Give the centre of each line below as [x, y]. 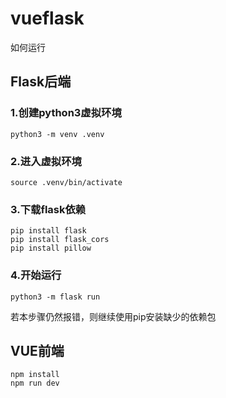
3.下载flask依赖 [48, 209]
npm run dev [35, 383]
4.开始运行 [36, 275]
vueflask [47, 18]
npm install [35, 375]
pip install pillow [51, 248]
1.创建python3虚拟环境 [66, 113]
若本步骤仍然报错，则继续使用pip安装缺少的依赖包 [113, 316]
